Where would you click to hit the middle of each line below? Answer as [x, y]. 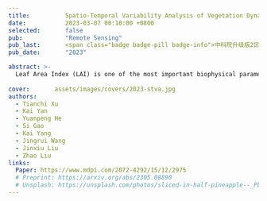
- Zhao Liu [33, 156]
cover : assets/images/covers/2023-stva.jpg [92, 89]
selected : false [46, 30]
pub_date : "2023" [48, 52]
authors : [23, 96]
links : [19, 163]
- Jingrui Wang [41, 141]
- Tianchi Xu [37, 104]
